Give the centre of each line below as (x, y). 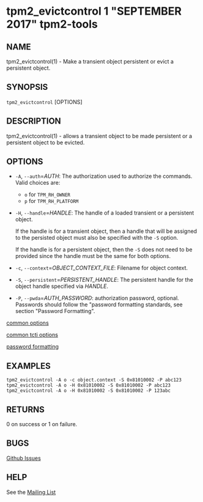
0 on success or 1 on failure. (42, 424)
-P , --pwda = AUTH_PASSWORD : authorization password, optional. (97, 298)
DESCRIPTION (34, 121)
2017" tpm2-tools (52, 24)
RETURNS (25, 409)
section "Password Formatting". (55, 311)
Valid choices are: (38, 183)
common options (28, 323)
